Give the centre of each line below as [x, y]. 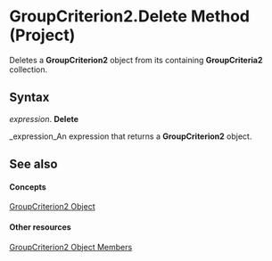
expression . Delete [44, 118]
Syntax [29, 98]
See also [33, 164]
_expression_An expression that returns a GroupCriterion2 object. [131, 136]
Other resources [40, 227]
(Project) [42, 35]
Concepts [28, 187]
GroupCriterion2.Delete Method [129, 16]
